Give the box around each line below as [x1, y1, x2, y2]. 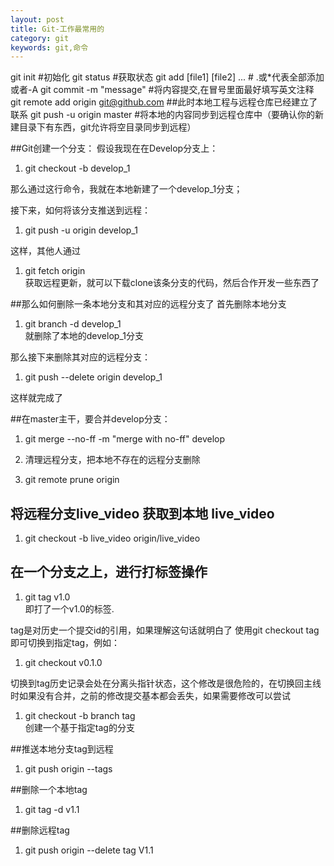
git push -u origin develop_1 [24, 224, 138, 236]
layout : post [10, 14, 65, 25]
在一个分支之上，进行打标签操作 [10, 564, 208, 581]
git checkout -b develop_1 [24, 162, 131, 175]
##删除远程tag [10, 824, 70, 836]
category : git [10, 33, 70, 43]
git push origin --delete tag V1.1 [24, 844, 154, 856]
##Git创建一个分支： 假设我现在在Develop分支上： [10, 142, 219, 155]
